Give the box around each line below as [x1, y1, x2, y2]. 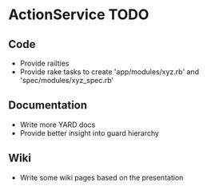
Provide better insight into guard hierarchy [19, 128, 160, 137]
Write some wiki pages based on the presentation [19, 172, 184, 182]
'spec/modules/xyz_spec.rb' [19, 76, 114, 85]
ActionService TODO [8, 6, 149, 24]
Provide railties [19, 58, 70, 68]
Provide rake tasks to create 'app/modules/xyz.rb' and [19, 67, 200, 77]
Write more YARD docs [19, 120, 96, 129]
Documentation [8, 98, 88, 113]
